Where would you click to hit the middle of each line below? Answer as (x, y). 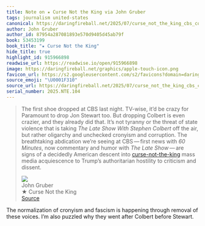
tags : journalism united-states (47, 18)
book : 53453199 (26, 40)
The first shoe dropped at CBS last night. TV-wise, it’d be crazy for (105, 109)
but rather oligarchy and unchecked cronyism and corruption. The (104, 134)
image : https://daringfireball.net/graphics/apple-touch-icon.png (92, 69)
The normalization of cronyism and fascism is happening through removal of (102, 210)
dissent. (31, 167)
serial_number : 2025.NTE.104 (43, 92)
